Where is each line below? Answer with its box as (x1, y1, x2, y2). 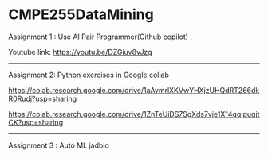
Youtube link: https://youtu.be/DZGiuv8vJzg (8, 47, 152, 56)
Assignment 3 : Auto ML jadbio (8, 141, 109, 150)
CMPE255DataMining (8, 6, 154, 24)
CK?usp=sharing (8, 118, 64, 127)
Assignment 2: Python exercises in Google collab (8, 70, 170, 79)
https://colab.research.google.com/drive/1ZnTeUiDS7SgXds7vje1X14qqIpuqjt (8, 109, 260, 118)
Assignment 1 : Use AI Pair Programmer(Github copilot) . (8, 32, 193, 41)
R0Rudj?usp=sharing (8, 94, 77, 103)
